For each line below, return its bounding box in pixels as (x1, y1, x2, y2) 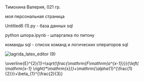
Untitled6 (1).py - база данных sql (5, 23, 73, 29)
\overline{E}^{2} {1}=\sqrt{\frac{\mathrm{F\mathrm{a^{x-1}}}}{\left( (5, 61, 139, 66)
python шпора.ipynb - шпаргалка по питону (5, 32, 95, 38)
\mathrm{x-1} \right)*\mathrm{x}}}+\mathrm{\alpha (5, 65, 109, 71)
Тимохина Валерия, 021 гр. (5, 4, 61, 10)
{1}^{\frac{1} (108, 65, 133, 71)
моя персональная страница (5, 14, 65, 19)
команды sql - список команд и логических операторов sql (5, 42, 128, 48)
